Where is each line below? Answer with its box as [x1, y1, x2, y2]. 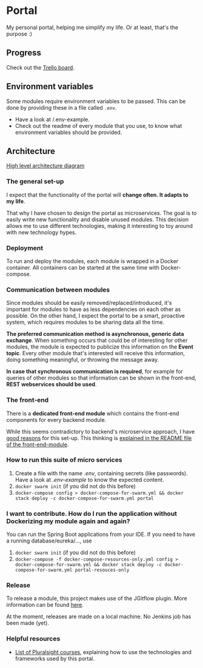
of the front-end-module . [6, 441, 69, 448]
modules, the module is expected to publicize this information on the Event [6, 343, 194, 350]
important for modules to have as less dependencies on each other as [6, 306, 181, 313]
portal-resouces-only [75, 567, 130, 573]
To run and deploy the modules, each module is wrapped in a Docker [6, 257, 179, 264]
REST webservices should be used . [6, 381, 97, 388]
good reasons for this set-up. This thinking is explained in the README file [6, 434, 192, 441]
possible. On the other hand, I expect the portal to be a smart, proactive [6, 312, 185, 319]
